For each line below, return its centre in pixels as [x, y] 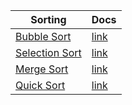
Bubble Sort [43, 36]
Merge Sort [42, 69]
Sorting [48, 19]
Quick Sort [40, 85]
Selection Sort [48, 52]
